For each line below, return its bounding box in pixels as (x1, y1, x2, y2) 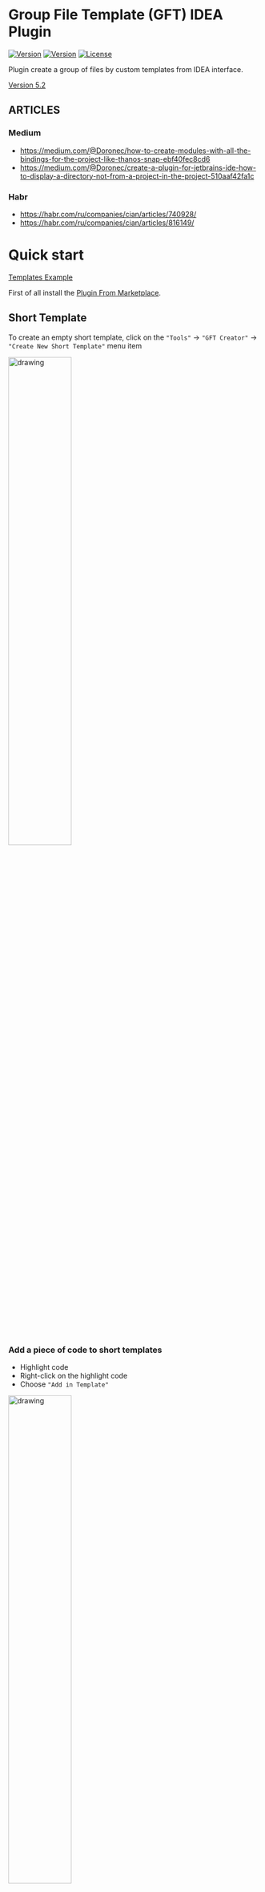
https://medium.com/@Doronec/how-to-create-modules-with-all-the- (19, 146, 251, 155)
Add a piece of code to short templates (8, 1344, 163, 1355)
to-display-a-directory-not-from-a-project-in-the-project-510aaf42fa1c (19, 171, 255, 181)
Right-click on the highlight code (19, 1371, 128, 1380)
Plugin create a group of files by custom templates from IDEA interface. (8, 64, 244, 74)
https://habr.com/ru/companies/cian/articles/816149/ (19, 218, 195, 227)
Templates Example (8, 272, 74, 282)
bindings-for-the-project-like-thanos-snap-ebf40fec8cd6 (19, 154, 211, 163)
